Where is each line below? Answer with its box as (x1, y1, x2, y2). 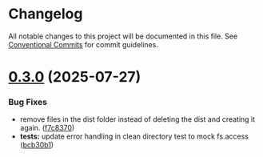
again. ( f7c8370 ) (19, 123, 75, 133)
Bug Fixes (8, 97, 48, 108)
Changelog (8, 5, 83, 23)
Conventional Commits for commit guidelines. (8, 39, 158, 49)
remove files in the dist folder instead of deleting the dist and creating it (19, 115, 256, 124)
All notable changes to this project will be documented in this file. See (8, 31, 238, 41)
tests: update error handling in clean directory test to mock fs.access (19, 131, 249, 141)
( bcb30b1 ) (19, 140, 54, 150)
